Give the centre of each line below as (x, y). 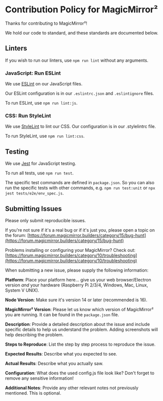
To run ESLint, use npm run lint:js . (41, 103)
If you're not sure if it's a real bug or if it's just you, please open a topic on (80, 230)
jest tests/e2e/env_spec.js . (34, 193)
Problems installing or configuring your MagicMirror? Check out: (70, 250)
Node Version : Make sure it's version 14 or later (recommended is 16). (76, 300)
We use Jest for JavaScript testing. (41, 163)
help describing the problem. (34, 334)
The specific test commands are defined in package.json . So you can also (80, 183)
